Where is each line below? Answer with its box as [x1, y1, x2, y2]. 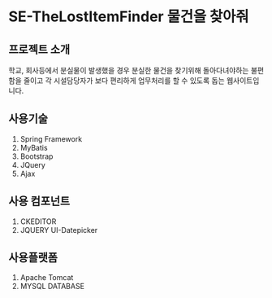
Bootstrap [19, 151, 54, 161]
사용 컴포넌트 [8, 195, 71, 208]
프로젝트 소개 [8, 42, 71, 56]
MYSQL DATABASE [19, 282, 85, 291]
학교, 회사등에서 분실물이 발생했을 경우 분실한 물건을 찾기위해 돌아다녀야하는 [8, 66, 249, 75]
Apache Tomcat [19, 273, 74, 283]
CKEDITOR [19, 217, 57, 226]
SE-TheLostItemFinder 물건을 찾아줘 [8, 7, 249, 26]
